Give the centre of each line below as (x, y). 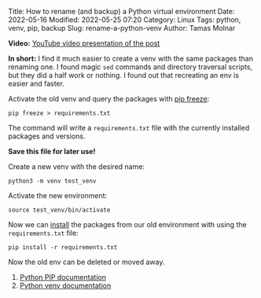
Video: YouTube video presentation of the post (84, 43)
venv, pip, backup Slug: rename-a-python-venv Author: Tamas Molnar (122, 28)
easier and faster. (37, 83)
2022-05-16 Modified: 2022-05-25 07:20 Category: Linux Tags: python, (125, 20)
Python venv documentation (65, 285)
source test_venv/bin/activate (59, 210)
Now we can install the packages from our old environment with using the (127, 224)
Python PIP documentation (62, 277)
